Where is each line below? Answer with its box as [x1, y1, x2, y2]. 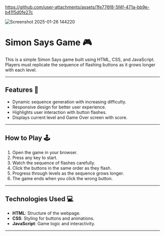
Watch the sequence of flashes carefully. [12, 159, 96, 166]
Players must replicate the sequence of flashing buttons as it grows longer [5, 61, 156, 68]
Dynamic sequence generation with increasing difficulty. [12, 99, 127, 105]
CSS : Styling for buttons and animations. [12, 215, 95, 221]
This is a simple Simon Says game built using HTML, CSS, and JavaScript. [5, 56, 155, 62]
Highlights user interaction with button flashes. [12, 109, 107, 115]
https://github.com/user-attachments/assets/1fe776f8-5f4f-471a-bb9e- [5, 4, 150, 10]
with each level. [5, 67, 37, 73]
